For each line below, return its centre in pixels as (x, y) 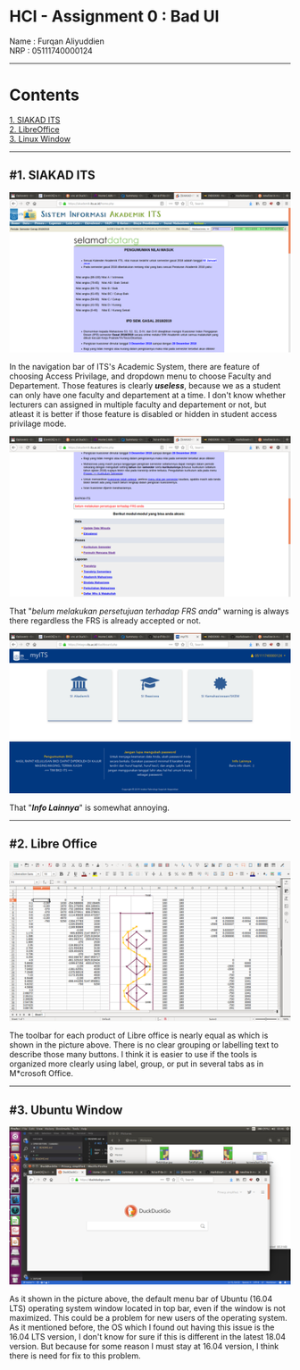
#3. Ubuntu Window (66, 1110)
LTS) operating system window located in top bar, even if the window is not (147, 1308)
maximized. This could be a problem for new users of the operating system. (148, 1318)
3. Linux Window (40, 138)
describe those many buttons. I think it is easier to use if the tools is (133, 1055)
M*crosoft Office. (42, 1073)
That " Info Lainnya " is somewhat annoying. (89, 807)
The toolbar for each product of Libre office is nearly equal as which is (139, 1036)
